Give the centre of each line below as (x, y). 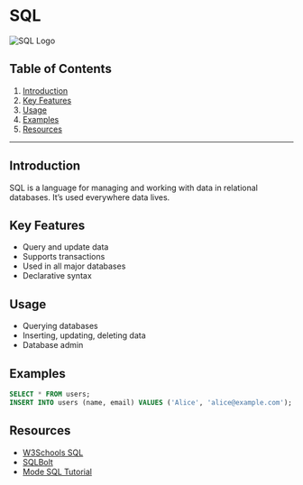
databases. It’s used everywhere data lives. (90, 197)
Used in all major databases (74, 266)
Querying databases (60, 326)
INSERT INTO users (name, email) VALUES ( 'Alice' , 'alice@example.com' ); (151, 402)
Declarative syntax (57, 276)
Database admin (53, 345)
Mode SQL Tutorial (57, 471)
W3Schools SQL (53, 453)
